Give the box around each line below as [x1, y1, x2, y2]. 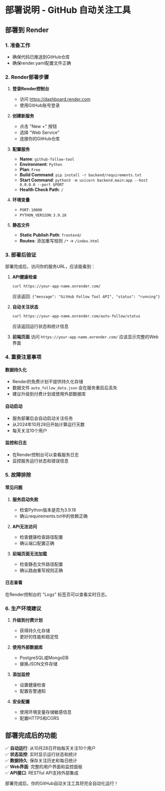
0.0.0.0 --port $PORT [19, 182, 64, 188]
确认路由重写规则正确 [19, 567, 63, 573]
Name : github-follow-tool [19, 156, 75, 162]
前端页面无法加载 [12, 551, 47, 556]
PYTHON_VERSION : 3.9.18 [19, 212, 66, 218]
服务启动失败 [12, 496, 38, 502]
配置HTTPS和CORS [19, 715, 59, 721]
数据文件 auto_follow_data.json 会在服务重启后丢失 [12, 385, 118, 391]
